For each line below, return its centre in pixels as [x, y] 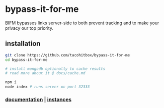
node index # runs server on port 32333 [48, 87]
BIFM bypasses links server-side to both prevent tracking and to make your [82, 23]
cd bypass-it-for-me [27, 60]
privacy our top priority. [29, 28]
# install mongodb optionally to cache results [55, 69]
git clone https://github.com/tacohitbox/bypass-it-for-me [68, 55]
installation [23, 44]
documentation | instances [39, 99]
